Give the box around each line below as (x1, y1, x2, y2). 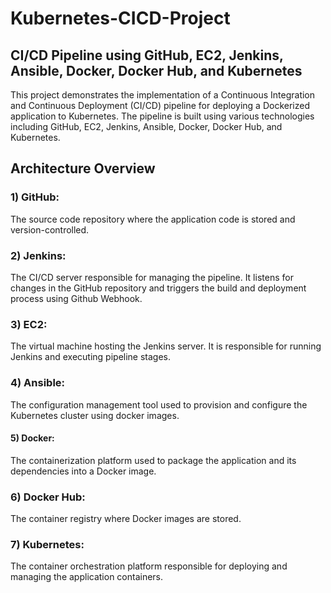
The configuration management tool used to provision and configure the (10, 398, 308, 411)
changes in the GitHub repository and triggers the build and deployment (10, 282, 307, 294)
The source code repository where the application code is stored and (10, 213, 296, 225)
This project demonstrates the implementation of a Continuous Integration (10, 89, 316, 101)
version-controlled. (10, 223, 90, 236)
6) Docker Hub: (10, 490, 86, 504)
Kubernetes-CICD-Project (10, 7, 231, 30)
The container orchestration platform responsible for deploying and (10, 560, 288, 572)
